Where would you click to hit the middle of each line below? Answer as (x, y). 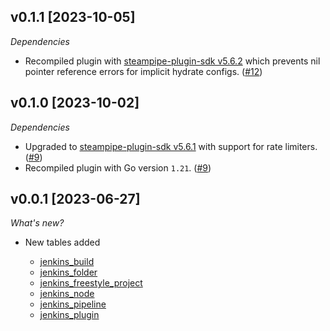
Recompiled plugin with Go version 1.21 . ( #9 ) (118, 167)
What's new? (37, 223)
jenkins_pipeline (73, 304)
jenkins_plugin (69, 315)
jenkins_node (67, 294)
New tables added (62, 242)
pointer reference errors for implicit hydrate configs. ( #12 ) (143, 71)
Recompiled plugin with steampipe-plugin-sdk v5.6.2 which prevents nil (172, 61)
